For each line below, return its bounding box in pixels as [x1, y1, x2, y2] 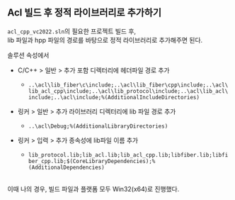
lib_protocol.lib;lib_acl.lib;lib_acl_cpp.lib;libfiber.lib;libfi [28, 151, 229, 158]
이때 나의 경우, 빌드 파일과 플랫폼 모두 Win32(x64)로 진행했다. [7, 184, 180, 193]
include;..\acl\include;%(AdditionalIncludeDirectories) [28, 94, 200, 101]
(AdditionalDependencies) [28, 164, 105, 171]
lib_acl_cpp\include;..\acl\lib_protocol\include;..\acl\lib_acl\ [28, 87, 229, 94]
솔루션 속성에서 [7, 50, 50, 59]
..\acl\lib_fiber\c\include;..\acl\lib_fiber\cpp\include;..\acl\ [28, 81, 229, 89]
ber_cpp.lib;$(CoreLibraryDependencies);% [28, 157, 156, 165]
